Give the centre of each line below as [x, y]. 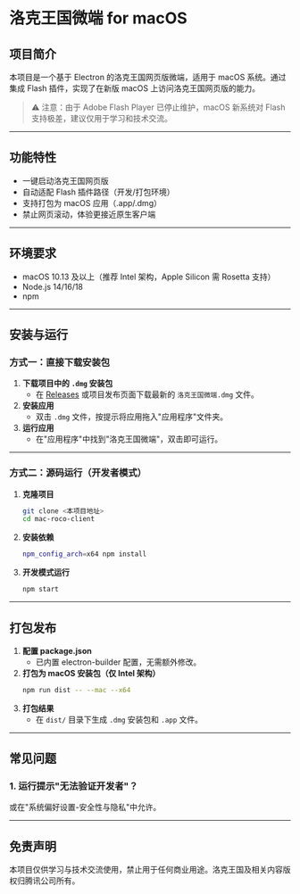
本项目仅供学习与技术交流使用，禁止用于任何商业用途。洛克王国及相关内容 [146, 870]
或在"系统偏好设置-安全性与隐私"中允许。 [85, 807]
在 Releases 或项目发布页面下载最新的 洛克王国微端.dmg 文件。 [147, 394]
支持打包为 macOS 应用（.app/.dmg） [92, 203]
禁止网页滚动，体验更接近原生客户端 [89, 214]
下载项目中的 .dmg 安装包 [67, 384]
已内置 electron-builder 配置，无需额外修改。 [118, 662]
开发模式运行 [46, 573]
